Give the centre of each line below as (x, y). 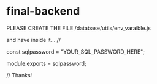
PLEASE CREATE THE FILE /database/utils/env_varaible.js (79, 28)
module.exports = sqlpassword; (47, 63)
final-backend (43, 11)
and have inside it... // (34, 40)
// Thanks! (19, 75)
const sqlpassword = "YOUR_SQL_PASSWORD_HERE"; (76, 51)
